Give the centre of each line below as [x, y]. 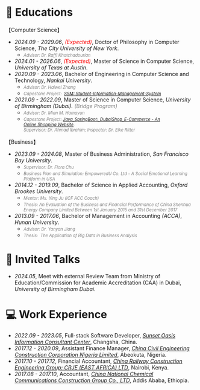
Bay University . [33, 160]
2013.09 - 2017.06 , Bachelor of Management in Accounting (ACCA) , [98, 216]
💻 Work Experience [56, 315]
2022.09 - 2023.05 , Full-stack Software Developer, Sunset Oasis [95, 335]
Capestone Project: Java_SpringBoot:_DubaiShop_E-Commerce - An [92, 119]
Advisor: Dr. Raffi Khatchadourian [57, 55]
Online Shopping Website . [49, 124]
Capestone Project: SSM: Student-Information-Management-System [92, 94]
